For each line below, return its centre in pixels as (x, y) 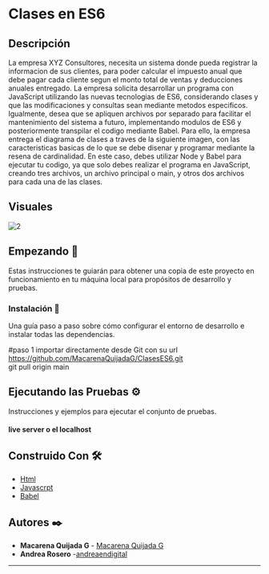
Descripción (39, 44)
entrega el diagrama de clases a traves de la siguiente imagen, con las (124, 139)
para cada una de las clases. (55, 182)
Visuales (31, 207)
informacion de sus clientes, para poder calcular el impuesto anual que (125, 71)
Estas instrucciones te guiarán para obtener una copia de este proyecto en (131, 271)
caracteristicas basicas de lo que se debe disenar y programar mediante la (132, 148)
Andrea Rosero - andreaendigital (74, 554)
